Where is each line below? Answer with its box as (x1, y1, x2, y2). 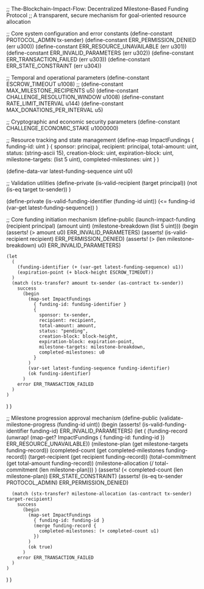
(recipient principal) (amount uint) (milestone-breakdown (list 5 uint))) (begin (6, 222, 199, 229)
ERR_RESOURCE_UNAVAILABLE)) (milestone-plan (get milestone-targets (6, 441, 189, 447)
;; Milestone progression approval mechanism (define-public (6, 414, 158, 422)
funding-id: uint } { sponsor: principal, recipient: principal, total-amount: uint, (6, 143, 199, 150)
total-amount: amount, (38, 322, 97, 329)
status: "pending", (38, 328, 88, 334)
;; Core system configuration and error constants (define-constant (6, 30, 172, 37)
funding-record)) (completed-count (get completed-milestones (6, 447, 165, 454)
